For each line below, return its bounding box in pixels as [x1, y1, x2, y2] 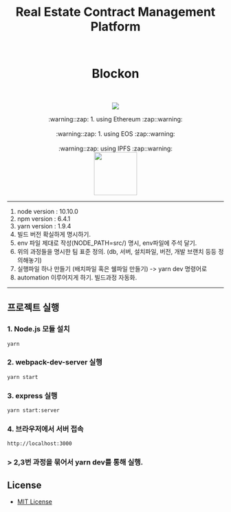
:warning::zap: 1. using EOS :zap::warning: [56, 129, 175, 138]
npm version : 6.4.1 [16, 215, 71, 223]
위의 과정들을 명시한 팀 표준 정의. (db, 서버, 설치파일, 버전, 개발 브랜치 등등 [16, 247, 217, 255]
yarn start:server [7, 407, 60, 414]
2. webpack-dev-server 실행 [7, 357, 102, 367]
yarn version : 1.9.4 [16, 221, 71, 230]
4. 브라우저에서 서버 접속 [7, 424, 84, 434]
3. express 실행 [7, 391, 58, 400]
